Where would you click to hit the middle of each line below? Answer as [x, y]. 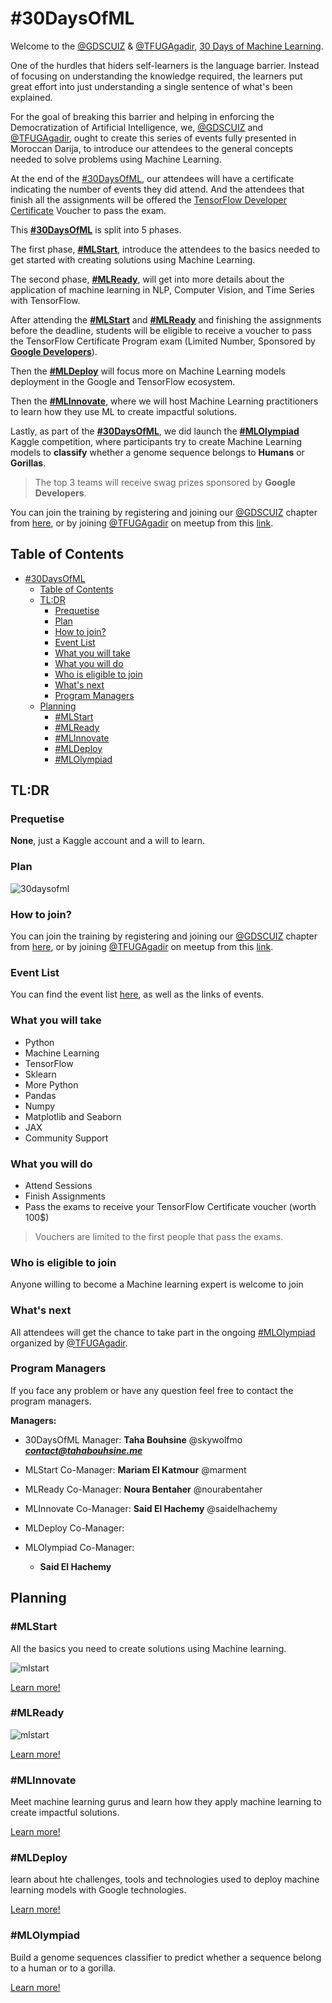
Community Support [66, 1138]
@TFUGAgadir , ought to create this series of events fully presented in [153, 138]
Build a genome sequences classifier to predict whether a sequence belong [166, 1957]
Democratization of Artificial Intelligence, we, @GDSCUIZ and [137, 127]
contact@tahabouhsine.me [83, 1450]
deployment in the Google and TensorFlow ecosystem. [123, 381]
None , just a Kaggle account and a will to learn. [108, 841]
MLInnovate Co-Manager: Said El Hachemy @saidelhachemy [151, 1508]
